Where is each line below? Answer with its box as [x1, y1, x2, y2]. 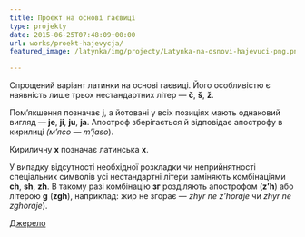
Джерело [9, 218, 46, 229]
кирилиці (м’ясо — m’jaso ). [9, 126, 114, 137]
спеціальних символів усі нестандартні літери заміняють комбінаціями [9, 172, 286, 183]
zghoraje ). [9, 201, 48, 212]
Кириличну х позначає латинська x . [9, 144, 149, 155]
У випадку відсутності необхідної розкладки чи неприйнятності [9, 162, 256, 173]
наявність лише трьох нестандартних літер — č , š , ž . [9, 90, 214, 101]
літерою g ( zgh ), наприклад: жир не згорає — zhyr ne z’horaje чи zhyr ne [9, 191, 292, 202]
